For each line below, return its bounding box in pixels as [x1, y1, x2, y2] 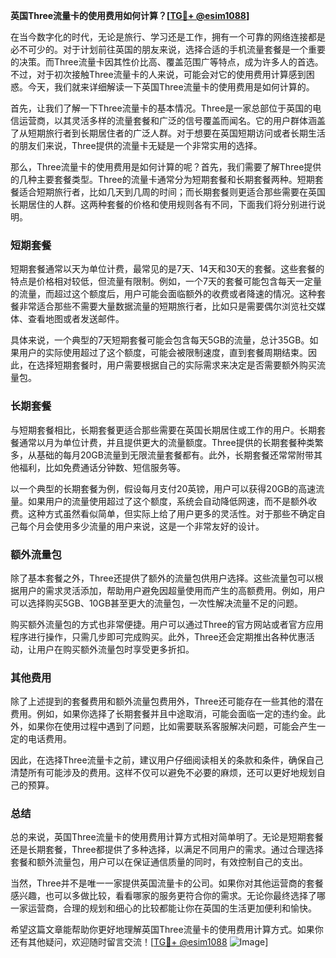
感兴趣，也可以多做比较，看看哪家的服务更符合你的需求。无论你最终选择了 [10, 890, 317, 902]
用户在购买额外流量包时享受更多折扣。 [36, 643, 195, 655]
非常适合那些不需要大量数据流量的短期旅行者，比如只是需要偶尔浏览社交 [18, 300, 317, 313]
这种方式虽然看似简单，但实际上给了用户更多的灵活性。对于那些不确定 [27, 507, 317, 519]
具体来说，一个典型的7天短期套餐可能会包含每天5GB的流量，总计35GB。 [10, 334, 310, 346]
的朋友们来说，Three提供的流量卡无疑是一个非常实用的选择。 [10, 140, 263, 151]
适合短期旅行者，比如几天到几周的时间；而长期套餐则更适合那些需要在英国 [18, 186, 326, 198]
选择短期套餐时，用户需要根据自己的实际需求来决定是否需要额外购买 [36, 359, 317, 371]
